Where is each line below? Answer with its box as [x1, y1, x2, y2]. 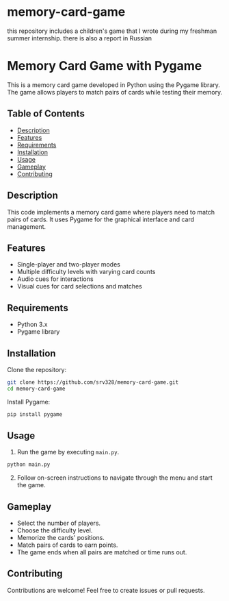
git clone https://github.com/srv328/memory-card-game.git [7, 378, 179, 386]
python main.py [7, 461, 51, 468]
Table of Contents [7, 108, 85, 120]
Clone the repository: [7, 365, 67, 373]
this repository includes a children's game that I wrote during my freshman [7, 27, 217, 35]
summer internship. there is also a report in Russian [7, 34, 152, 42]
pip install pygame [7, 410, 63, 418]
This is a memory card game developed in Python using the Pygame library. [7, 80, 221, 89]
